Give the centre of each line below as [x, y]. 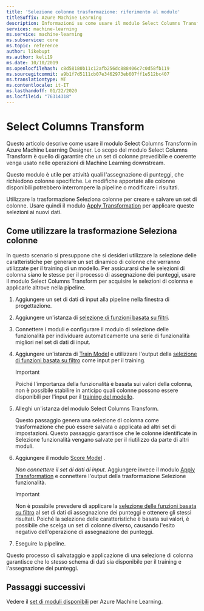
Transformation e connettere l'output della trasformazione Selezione [100, 476]
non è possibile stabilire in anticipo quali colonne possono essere [97, 390]
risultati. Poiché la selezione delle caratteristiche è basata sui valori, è [102, 519]
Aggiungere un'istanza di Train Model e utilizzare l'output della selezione [106, 354]
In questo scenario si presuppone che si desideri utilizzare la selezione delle [102, 255]
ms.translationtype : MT [36, 79]
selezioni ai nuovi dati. [34, 212]
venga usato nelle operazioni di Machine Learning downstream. [86, 163]
